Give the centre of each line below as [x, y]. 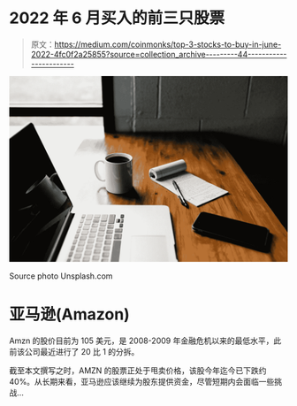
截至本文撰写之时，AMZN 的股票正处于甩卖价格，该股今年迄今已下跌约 [138, 370]
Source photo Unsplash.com [61, 276]
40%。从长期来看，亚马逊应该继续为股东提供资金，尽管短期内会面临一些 [142, 381]
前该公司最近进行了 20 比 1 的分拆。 [74, 351]
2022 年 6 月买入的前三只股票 [117, 18]
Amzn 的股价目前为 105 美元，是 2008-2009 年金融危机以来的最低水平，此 [145, 341]
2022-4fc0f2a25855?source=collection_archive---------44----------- [159, 54]
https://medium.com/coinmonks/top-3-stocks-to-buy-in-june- [168, 44]
